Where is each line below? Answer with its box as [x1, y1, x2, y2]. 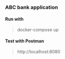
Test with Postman [5, 38, 44, 44]
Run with [5, 16, 24, 22]
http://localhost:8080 [17, 49, 61, 55]
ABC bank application [5, 4, 58, 11]
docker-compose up [17, 27, 59, 33]
